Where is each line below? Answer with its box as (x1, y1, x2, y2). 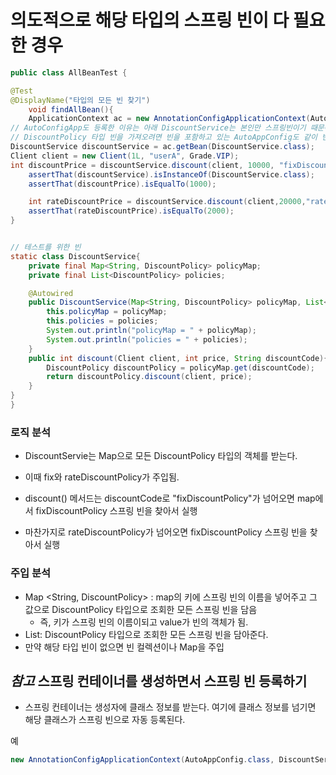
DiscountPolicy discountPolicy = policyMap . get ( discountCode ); (46, 362, 315, 373)
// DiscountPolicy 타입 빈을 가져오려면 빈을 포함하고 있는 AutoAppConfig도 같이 (10, 132, 318, 143)
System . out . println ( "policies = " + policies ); (46, 334, 248, 345)
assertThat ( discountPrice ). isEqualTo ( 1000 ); (28, 179, 217, 189)
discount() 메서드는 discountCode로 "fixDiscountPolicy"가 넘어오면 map (24, 492, 316, 505)
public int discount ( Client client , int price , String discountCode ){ (28, 353, 329, 363)
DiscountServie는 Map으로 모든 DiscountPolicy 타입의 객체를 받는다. (24, 450, 298, 462)
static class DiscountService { (10, 251, 141, 261)
